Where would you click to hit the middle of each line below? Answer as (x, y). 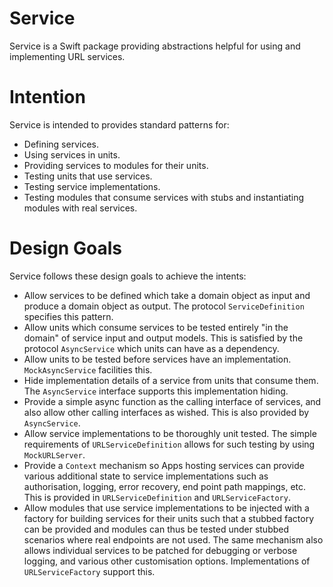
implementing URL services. (67, 56)
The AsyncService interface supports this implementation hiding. (156, 391)
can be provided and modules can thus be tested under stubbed (156, 529)
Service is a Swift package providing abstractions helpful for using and (155, 46)
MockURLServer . (54, 454)
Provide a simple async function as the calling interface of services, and (172, 401)
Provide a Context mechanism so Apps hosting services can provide (164, 465)
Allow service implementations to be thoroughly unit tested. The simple (170, 433)
